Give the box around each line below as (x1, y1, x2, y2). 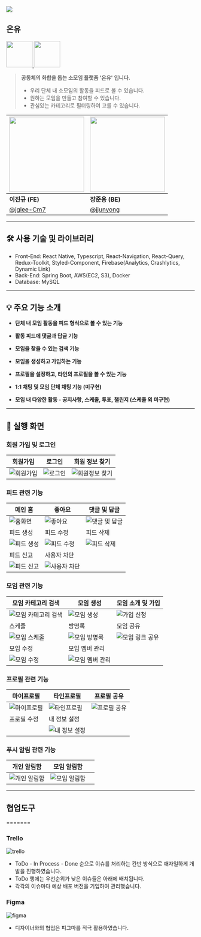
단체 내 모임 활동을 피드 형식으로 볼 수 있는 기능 (14, 319, 123, 327)
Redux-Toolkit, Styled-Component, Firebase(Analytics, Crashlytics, (14, 259, 181, 266)
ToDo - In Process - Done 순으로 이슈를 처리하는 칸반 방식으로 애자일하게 (14, 860, 188, 867)
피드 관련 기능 (6, 489, 44, 497)
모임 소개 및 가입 (116, 598, 160, 607)
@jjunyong (90, 205, 120, 214)
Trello (6, 834, 23, 843)
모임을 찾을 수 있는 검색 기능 (14, 345, 80, 352)
